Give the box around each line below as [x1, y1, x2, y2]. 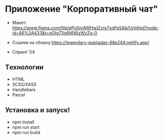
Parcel [12, 92, 25, 97]
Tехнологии [5, 63, 44, 71]
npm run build [12, 129, 41, 135]
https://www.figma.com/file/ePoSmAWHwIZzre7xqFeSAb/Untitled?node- [12, 24, 159, 30]
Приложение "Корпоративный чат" [5, 3, 158, 15]
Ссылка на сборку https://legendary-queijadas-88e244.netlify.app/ [12, 39, 149, 45]
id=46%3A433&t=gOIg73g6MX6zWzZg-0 [12, 30, 98, 36]
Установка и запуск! [5, 106, 70, 115]
